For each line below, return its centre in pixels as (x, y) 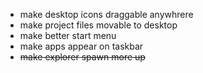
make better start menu (68, 35)
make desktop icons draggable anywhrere (106, 14)
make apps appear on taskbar (81, 46)
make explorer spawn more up (82, 57)
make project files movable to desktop (98, 25)
